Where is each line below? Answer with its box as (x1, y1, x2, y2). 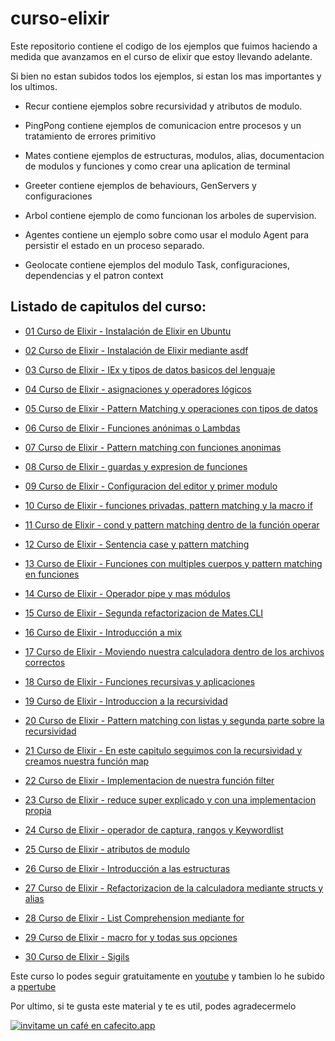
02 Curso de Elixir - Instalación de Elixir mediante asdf (24, 344, 249, 356)
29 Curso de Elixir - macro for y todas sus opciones (24, 931, 238, 943)
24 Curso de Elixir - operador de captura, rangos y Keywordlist (24, 823, 284, 836)
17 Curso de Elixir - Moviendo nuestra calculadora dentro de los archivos (24, 645, 325, 657)
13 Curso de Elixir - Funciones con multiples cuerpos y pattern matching (24, 557, 323, 569)
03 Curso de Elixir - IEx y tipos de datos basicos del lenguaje (24, 363, 276, 376)
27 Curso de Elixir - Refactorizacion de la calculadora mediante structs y (24, 882, 324, 894)
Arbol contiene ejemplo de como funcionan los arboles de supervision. (24, 209, 317, 221)
